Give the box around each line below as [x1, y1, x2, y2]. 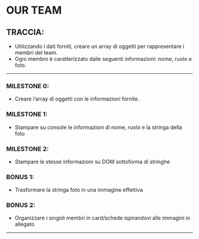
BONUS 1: [6, 173, 34, 181]
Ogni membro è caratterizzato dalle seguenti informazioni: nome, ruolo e [14, 56, 192, 62]
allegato [14, 221, 34, 228]
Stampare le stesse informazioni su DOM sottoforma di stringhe [14, 158, 171, 165]
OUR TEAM [6, 4, 62, 17]
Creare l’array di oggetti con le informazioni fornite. [14, 95, 140, 102]
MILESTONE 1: [6, 110, 48, 118]
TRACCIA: [6, 27, 44, 37]
